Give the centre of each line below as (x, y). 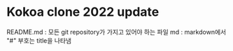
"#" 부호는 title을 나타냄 (39, 40)
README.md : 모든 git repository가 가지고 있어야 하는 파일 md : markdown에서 (116, 32)
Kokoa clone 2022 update (83, 12)
